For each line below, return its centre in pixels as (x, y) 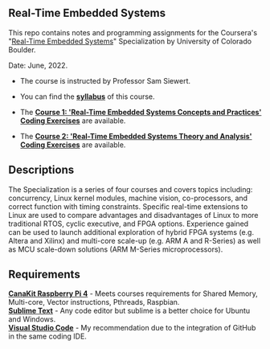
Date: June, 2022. (38, 65)
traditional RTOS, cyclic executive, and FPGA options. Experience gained (129, 224)
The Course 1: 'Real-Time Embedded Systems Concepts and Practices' (141, 112)
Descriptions (41, 170)
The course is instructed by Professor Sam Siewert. (105, 80)
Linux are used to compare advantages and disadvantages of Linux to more (133, 215)
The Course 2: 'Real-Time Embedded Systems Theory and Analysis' (136, 136)
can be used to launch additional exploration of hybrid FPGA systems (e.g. (131, 232)
